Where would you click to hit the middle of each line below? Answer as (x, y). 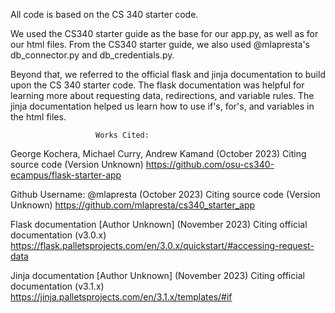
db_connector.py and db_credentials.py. (92, 55)
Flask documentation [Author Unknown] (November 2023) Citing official (159, 224)
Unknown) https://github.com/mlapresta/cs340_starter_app (133, 205)
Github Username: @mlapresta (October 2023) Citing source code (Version (165, 194)
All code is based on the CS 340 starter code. (104, 14)
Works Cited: (122, 135)
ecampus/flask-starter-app (66, 175)
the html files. (38, 117)
